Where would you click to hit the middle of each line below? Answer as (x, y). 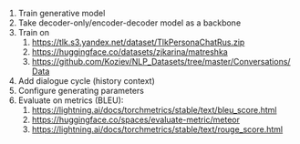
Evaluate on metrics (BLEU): (71, 100)
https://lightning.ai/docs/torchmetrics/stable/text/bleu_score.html (154, 110)
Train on (34, 32)
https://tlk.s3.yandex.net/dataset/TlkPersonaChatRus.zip (138, 42)
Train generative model (62, 13)
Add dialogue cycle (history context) (86, 81)
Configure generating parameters (81, 91)
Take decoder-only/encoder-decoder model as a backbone (129, 23)
